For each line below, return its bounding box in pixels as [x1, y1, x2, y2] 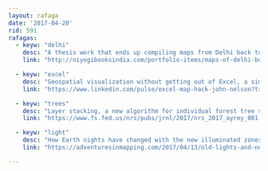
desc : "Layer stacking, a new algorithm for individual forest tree [22, 107, 255, 115]
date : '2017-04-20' [8, 19, 73, 27]
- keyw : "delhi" [15, 41, 69, 49]
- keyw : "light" [15, 129, 69, 137]
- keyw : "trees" [15, 99, 69, 107]
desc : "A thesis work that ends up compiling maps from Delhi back [22, 49, 251, 56]
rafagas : [8, 33, 37, 42]
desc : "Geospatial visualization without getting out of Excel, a [22, 77, 248, 86]
